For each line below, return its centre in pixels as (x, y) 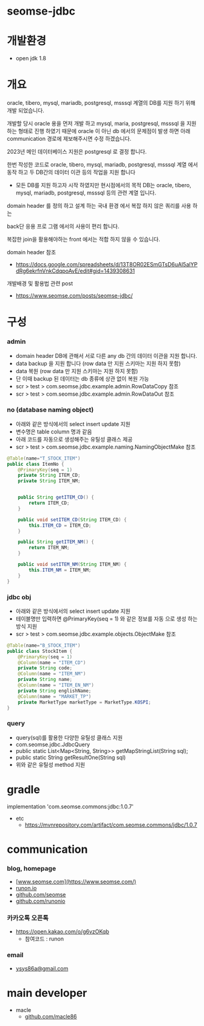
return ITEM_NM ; (49, 548)
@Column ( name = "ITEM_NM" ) (52, 674)
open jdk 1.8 (31, 59)
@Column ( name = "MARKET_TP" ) (55, 696)
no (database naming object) (50, 410)
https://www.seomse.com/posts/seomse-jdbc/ (74, 296)
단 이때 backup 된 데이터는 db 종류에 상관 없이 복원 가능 (82, 379)
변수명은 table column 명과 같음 (54, 432)
